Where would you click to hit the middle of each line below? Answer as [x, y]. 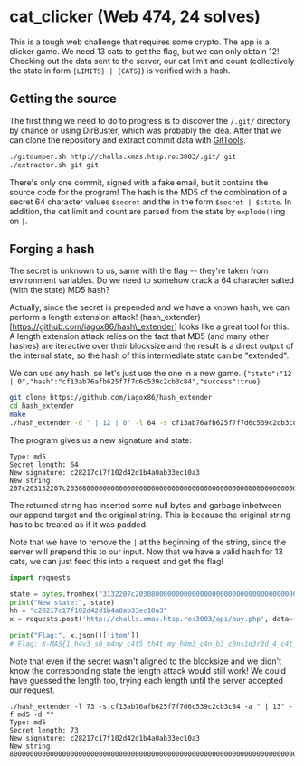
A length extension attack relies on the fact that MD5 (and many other [139, 336]
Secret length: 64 [44, 464]
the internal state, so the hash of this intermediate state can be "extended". [149, 355]
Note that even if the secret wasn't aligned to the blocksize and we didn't [146, 661]
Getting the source [63, 99]
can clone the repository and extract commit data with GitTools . [128, 140]
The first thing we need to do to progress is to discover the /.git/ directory [150, 120]
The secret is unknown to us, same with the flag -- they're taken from [139, 271]
